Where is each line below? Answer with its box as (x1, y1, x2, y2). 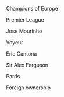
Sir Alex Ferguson (6, 61, 48, 68)
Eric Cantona (6, 50, 37, 57)
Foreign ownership (6, 84, 51, 91)
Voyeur (6, 39, 23, 46)
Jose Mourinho (6, 27, 42, 34)
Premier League (6, 16, 45, 23)
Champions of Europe (6, 5, 58, 12)
